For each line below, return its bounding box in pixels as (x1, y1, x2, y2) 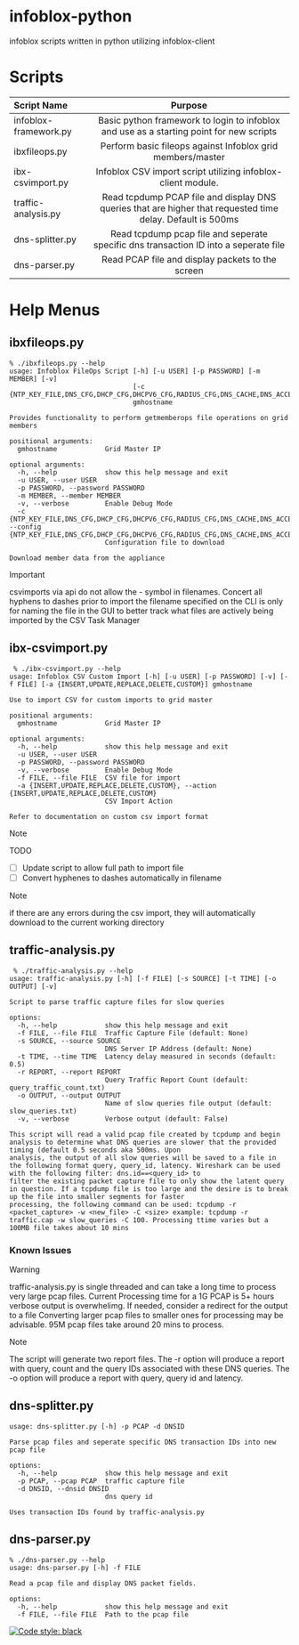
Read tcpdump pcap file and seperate (109, 227, 269, 239)
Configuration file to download (104, 538, 225, 547)
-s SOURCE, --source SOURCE (17, 1036, 122, 1045)
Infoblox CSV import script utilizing (95, 165, 241, 177)
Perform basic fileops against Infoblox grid (100, 140, 279, 152)
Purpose (170, 99, 207, 111)
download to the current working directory (9, 917, 165, 928)
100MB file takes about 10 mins (9, 1223, 129, 1232)
